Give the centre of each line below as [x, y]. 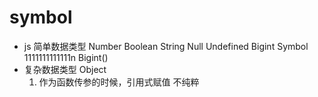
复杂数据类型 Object [65, 69]
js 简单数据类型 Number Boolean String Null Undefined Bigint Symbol [166, 46]
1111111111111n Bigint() [66, 57]
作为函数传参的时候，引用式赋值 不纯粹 [119, 82]
